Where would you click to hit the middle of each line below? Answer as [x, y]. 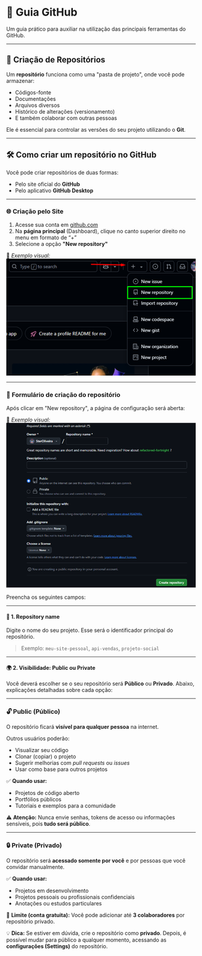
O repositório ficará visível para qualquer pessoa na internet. [83, 727]
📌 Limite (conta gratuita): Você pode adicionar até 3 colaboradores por [96, 915]
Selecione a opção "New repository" [61, 244]
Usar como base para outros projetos [61, 770]
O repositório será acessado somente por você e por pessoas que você [96, 861]
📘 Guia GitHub [42, 12]
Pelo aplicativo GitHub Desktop [54, 190]
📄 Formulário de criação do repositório [63, 395]
